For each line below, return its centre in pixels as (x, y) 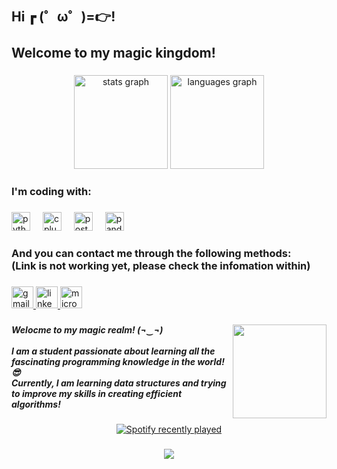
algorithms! (36, 404)
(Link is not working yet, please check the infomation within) (161, 266)
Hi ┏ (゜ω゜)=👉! (63, 17)
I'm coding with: (51, 192)
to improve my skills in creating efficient (97, 393)
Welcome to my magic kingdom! (113, 53)
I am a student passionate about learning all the (113, 351)
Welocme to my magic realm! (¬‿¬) (87, 329)
